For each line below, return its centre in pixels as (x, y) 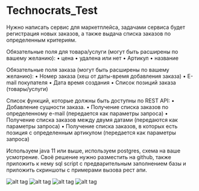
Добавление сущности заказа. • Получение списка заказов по (87, 107)
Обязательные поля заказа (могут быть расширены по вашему (88, 69)
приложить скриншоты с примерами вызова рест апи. (77, 170)
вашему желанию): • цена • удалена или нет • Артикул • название (93, 58)
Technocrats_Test (52, 11)
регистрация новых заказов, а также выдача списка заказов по (89, 33)
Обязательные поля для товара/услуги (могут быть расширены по (92, 51)
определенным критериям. (41, 40)
